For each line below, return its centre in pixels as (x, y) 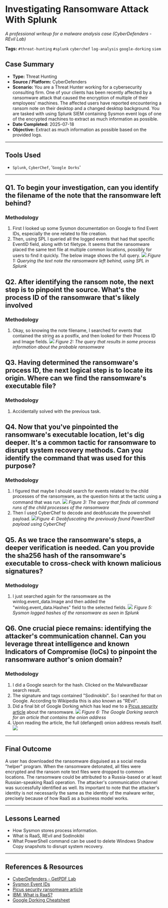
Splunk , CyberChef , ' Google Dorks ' (46, 167)
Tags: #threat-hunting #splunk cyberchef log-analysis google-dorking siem (83, 48)
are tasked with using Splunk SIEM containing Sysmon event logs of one (87, 113)
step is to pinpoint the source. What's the (71, 290)
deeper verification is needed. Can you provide (80, 547)
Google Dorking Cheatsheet (41, 900)
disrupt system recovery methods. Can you (74, 451)
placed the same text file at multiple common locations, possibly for (82, 250)
